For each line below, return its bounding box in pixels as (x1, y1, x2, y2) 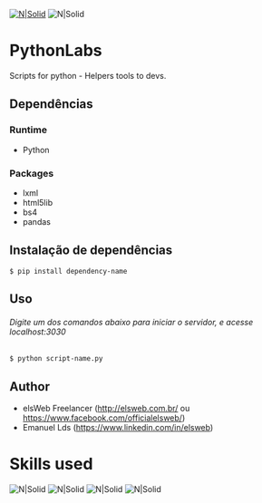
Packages (9, 167, 54, 179)
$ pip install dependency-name (9, 266, 128, 276)
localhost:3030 (9, 326, 66, 337)
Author (9, 379, 50, 394)
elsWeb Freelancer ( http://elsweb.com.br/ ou (22, 403, 190, 414)
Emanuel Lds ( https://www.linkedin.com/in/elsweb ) (22, 422, 214, 433)
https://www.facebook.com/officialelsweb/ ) (22, 412, 186, 423)
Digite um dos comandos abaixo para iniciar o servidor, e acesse (9, 316, 254, 327)
